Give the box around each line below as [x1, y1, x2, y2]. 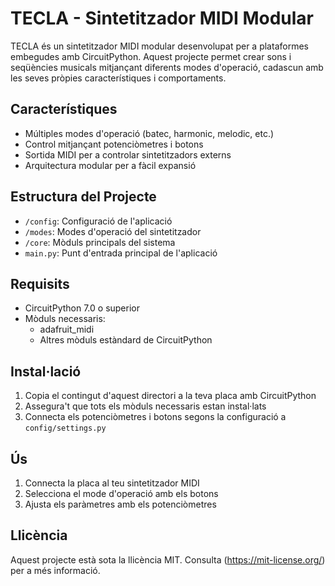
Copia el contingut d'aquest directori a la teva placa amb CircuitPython [24, 390, 317, 402]
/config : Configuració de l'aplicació [24, 215, 173, 227]
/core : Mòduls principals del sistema [24, 236, 176, 248]
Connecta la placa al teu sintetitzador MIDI [24, 477, 200, 489]
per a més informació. [10, 564, 101, 576]
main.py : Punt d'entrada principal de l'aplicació [24, 247, 218, 259]
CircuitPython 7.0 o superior [24, 302, 140, 314]
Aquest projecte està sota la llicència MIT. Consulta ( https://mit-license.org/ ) [10, 553, 326, 566]
